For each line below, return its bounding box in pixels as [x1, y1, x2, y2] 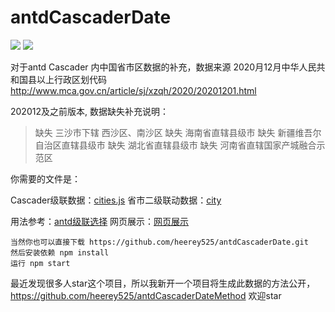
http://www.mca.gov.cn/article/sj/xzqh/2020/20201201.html [10, 84, 257, 96]
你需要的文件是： [10, 172, 81, 185]
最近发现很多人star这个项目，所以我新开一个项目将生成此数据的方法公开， [10, 277, 316, 289]
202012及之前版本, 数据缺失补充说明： [10, 105, 169, 117]
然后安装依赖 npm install [10, 247, 110, 258]
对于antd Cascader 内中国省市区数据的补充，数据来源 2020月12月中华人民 [10, 61, 317, 73]
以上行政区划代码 [36, 73, 107, 85]
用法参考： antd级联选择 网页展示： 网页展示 [10, 215, 190, 227]
